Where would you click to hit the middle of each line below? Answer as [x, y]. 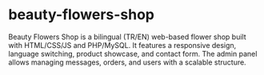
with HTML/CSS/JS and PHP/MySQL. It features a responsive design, [122, 45]
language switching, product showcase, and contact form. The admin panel [133, 53]
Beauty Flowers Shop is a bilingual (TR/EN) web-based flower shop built [127, 37]
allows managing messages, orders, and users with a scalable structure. [127, 62]
